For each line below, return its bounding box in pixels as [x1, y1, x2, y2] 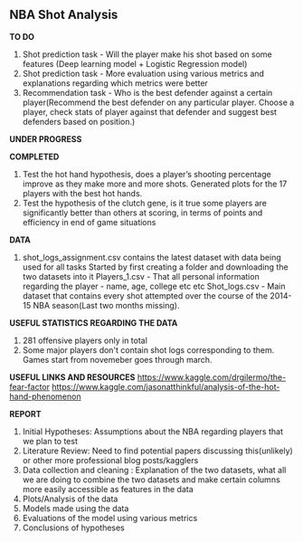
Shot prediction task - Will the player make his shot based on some [22, 49, 273, 60]
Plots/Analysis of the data [22, 493, 118, 504]
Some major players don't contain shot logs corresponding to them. [22, 344, 275, 356]
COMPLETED [9, 151, 60, 162]
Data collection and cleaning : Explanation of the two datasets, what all [22, 464, 287, 475]
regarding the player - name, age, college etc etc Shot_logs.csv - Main [22, 281, 286, 291]
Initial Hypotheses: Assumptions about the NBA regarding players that [22, 425, 283, 437]
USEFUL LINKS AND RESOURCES [9, 371, 136, 383]
